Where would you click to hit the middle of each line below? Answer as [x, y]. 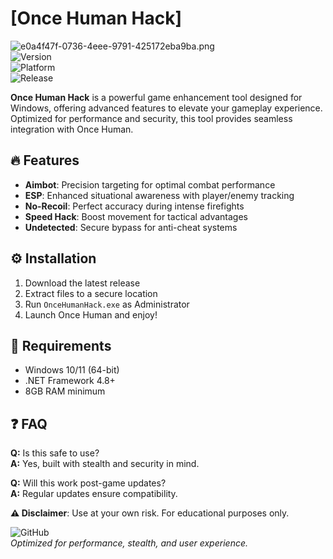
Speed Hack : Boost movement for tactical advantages [136, 216]
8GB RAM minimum [65, 391]
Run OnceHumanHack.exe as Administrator [107, 304]
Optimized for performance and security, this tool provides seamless [151, 118]
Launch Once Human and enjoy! [91, 314]
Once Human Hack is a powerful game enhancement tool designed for [156, 97]
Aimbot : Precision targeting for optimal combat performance [150, 184]
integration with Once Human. [72, 129]
